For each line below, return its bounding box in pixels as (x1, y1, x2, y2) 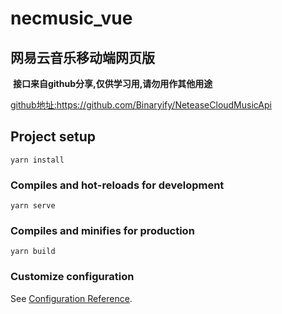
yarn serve (10, 201, 56, 211)
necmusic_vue (10, 7, 133, 30)
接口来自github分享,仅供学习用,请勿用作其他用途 (12, 78, 213, 89)
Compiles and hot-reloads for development (10, 178, 225, 192)
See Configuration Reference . (10, 292, 133, 304)
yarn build (10, 247, 56, 257)
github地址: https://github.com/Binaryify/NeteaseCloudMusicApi (10, 99, 272, 111)
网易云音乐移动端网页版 (10, 49, 155, 66)
